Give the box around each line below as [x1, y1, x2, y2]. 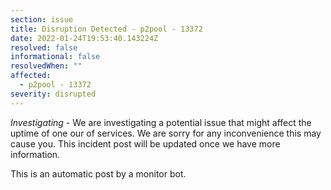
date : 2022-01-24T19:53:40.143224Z [10, 33, 159, 43]
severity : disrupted [10, 89, 97, 99]
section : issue [10, 14, 74, 25]
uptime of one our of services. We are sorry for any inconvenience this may [10, 127, 322, 139]
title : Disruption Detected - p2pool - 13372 [10, 24, 203, 34]
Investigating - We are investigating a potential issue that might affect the [10, 116, 312, 128]
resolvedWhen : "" [10, 61, 83, 71]
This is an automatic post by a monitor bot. [10, 167, 187, 180]
